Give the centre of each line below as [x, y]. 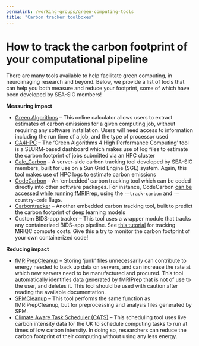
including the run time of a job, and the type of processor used [91, 137]
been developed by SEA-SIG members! [54, 95]
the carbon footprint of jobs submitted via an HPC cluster [85, 156]
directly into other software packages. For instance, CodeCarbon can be [103, 187]
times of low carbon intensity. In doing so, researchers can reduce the [101, 330]
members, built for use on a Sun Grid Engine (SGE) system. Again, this [101, 168]
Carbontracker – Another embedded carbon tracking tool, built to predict [104, 206]
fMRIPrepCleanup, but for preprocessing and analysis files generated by [103, 305]
